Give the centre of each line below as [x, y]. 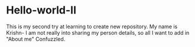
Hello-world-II [41, 10]
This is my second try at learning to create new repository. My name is [92, 26]
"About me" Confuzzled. [36, 39]
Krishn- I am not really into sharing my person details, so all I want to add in [98, 32]
